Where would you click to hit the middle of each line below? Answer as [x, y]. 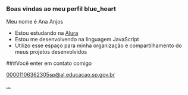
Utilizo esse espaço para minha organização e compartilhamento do [98, 45]
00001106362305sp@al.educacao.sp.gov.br [60, 75]
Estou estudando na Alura [46, 33]
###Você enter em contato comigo [49, 63]
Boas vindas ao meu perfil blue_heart [61, 9]
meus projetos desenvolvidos [51, 52]
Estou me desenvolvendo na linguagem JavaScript [77, 40]
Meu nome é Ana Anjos [35, 22]
